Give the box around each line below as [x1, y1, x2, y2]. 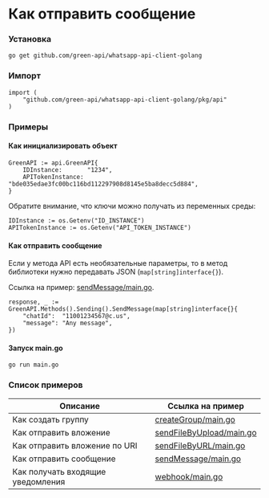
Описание [59, 400, 100, 411]
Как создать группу [12, 414, 90, 425]
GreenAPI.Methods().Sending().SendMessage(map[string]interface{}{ [8, 305, 239, 313]
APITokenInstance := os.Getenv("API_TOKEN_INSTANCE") [8, 223, 192, 231]
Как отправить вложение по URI [12, 439, 138, 451]
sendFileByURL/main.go [155, 439, 246, 451]
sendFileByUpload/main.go [155, 427, 257, 438]
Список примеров [8, 379, 83, 390]
